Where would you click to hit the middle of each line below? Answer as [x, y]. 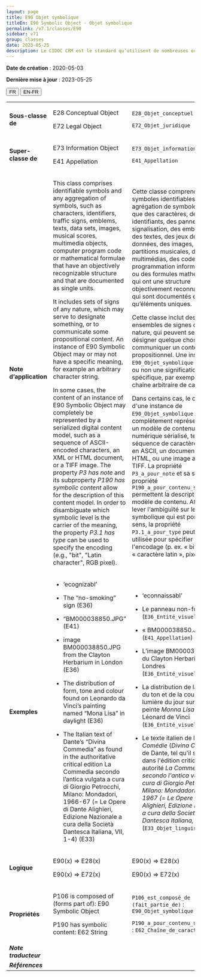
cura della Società [88, 824]
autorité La [157, 768]
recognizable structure [85, 273]
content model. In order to [89, 503]
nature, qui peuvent [159, 332]
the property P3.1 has [84, 533]
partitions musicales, [161, 251]
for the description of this [89, 495]
